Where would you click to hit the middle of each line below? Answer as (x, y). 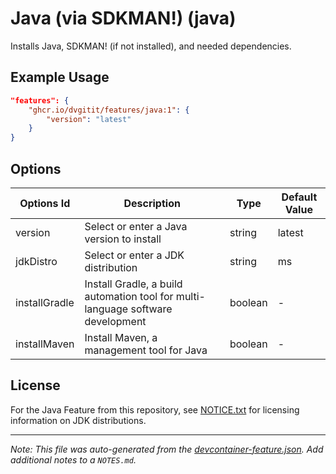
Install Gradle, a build (133, 284)
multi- (190, 296)
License (35, 385)
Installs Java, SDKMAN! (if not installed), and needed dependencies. (151, 46)
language (106, 309)
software (151, 309)
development (115, 321)
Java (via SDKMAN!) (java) (123, 18)
